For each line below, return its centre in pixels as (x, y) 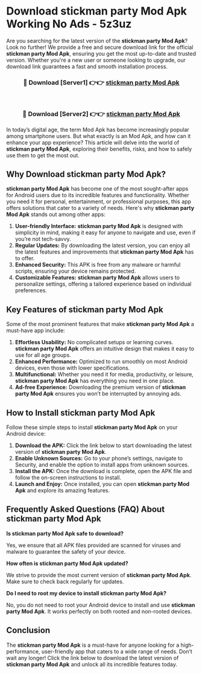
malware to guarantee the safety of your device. (66, 551)
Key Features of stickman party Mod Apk (85, 309)
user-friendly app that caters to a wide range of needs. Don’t (117, 651)
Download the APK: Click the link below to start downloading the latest (103, 445)
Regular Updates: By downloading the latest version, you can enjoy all (103, 246)
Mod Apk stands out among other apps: (56, 214)
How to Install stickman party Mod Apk (81, 413)
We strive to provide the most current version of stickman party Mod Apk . (99, 575)
